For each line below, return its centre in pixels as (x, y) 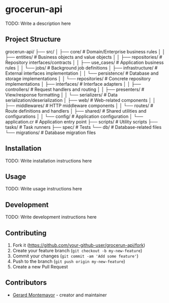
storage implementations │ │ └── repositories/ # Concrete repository (78, 78)
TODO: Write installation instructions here (49, 160)
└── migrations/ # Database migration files (50, 132)
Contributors (26, 283)
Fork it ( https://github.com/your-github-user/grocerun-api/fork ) (79, 245)
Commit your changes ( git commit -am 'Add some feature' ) (75, 256)
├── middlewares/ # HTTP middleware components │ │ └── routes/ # (79, 106)
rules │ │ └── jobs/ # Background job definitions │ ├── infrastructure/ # (81, 68)
